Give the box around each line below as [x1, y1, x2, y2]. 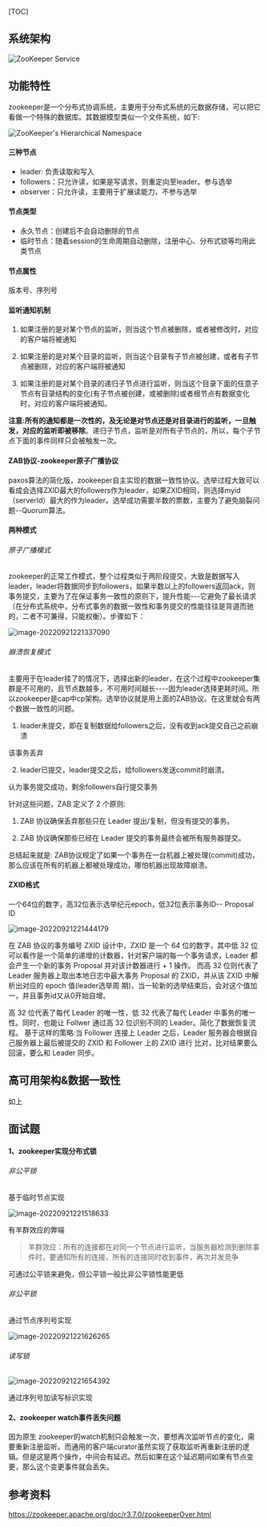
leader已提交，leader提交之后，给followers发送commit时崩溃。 [19, 764, 229, 774]
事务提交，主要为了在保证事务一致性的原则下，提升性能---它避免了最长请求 [8, 592, 257, 601]
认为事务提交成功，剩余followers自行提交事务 [8, 782, 159, 792]
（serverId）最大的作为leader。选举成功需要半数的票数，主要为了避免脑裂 [8, 495, 254, 505]
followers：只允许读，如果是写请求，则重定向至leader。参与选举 [19, 177, 233, 186]
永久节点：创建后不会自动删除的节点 [19, 226, 140, 236]
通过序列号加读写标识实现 [8, 1393, 93, 1403]
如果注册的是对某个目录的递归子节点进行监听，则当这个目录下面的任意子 [19, 379, 259, 389]
